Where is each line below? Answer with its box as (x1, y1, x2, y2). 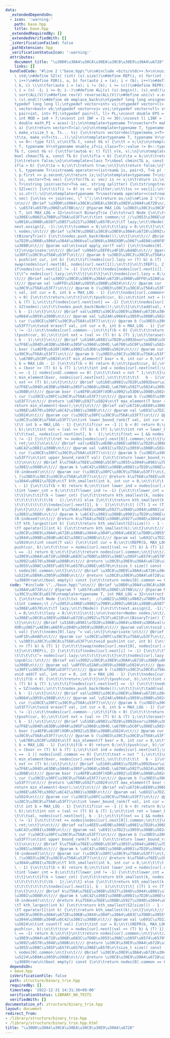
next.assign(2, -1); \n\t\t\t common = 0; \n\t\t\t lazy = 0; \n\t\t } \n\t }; (14, 224, 168, 230)
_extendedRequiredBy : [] (10, 31, 62, 36)
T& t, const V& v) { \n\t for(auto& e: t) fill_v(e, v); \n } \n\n (14, 149, 148, 154)
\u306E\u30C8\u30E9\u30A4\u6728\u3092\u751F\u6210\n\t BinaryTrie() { (14, 615, 164, 620)
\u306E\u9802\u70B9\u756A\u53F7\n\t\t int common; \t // (14, 215, 133, 220)
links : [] (14, 64, 35, 69)
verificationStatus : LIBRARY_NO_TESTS (10, 992, 92, 997)
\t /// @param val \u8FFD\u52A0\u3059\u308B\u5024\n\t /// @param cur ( (14, 281, 166, 286)
